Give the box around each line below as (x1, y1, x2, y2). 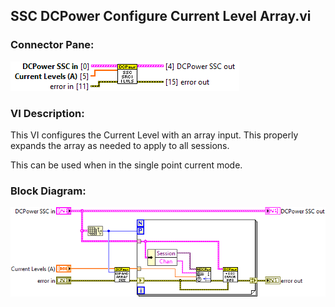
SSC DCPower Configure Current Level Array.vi (10, 8, 312, 25)
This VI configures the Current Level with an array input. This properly (10, 129, 299, 141)
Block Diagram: (10, 184, 87, 198)
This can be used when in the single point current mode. (10, 159, 243, 171)
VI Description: (10, 106, 85, 120)
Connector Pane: (10, 38, 95, 52)
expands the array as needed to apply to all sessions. (10, 139, 230, 151)
